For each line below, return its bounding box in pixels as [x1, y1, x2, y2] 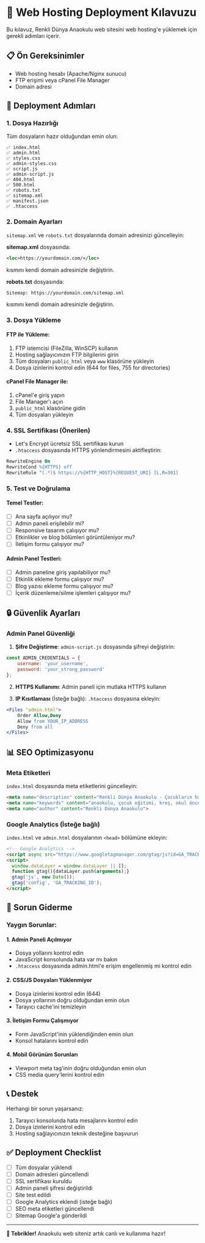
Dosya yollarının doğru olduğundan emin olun [15, 996, 130, 1004]
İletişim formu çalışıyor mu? [15, 541, 84, 548]
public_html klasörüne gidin [15, 404, 86, 412]
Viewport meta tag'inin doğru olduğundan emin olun [15, 1065, 146, 1072]
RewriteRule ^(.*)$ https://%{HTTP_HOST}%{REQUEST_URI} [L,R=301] [6, 470, 179, 476]
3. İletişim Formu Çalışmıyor [6, 1017, 79, 1024]
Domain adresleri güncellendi [15, 1170, 89, 1178]
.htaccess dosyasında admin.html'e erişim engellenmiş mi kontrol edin [15, 962, 192, 970]
